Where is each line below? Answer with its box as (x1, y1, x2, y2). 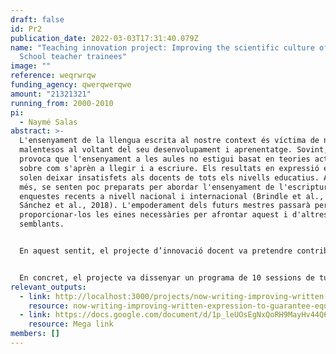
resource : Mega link (28, 319, 114, 330)
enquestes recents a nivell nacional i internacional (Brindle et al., (19, 191, 325, 201)
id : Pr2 (10, 24, 43, 34)
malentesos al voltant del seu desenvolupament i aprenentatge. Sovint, (19, 145, 329, 155)
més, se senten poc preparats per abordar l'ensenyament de (19, 182, 275, 192)
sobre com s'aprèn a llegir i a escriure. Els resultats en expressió (19, 163, 320, 173)
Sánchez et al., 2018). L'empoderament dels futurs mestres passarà (19, 201, 311, 211)
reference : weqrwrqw (10, 71, 97, 81)
